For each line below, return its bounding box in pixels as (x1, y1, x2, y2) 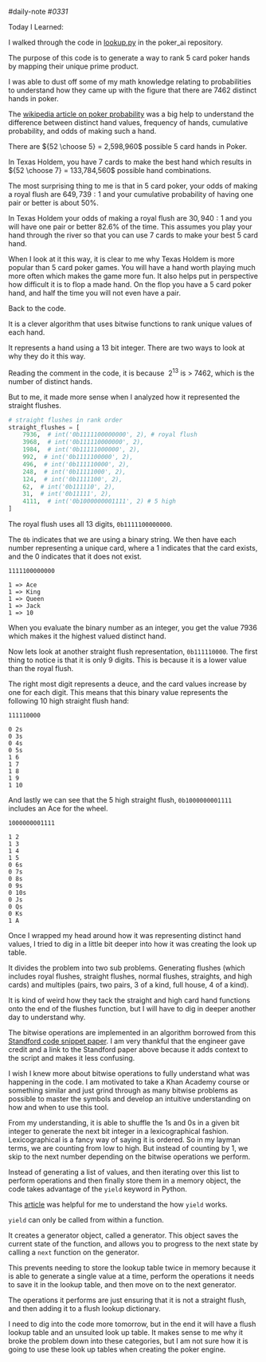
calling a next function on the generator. (8, 1247, 139, 1258)
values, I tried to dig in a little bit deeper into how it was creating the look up (8, 940, 257, 949)
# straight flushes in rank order (8, 416, 123, 424)
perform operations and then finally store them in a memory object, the (8, 1176, 241, 1186)
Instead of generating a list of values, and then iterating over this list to (8, 1168, 240, 1177)
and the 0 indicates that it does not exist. (8, 551, 142, 561)
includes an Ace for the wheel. (8, 804, 109, 814)
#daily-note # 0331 (8, 7, 68, 16)
